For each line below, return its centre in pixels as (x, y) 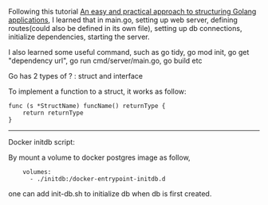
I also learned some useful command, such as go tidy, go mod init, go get (129, 52)
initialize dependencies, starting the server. (79, 37)
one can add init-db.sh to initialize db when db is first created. (110, 193)
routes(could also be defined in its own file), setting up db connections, (125, 28)
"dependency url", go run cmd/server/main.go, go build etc (105, 60)
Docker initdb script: (42, 142)
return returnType (53, 113)
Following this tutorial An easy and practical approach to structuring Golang (132, 12)
